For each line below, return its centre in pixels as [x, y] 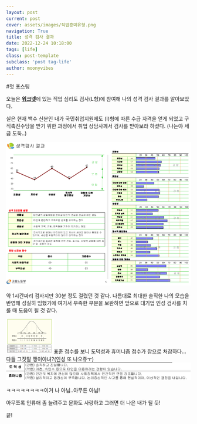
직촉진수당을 [21, 125]
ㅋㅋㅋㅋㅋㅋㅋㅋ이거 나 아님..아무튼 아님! [53, 391]
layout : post [22, 12]
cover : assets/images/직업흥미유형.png [51, 25]
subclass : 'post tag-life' [39, 62]
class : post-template [33, 56]
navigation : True [27, 31]
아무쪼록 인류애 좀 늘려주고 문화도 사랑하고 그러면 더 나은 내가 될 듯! [83, 403]
